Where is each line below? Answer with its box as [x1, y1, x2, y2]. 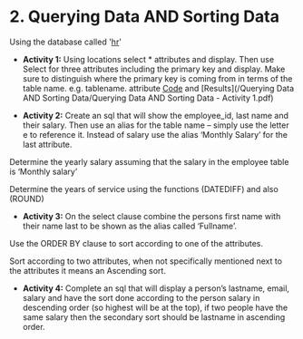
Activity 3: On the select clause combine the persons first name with [22, 210, 281, 221]
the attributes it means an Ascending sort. [9, 265, 166, 276]
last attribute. [22, 139, 73, 150]
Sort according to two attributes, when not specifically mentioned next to [9, 256, 283, 266]
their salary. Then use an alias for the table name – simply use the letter [22, 120, 289, 131]
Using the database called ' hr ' [9, 36, 122, 47]
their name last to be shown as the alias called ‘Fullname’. [22, 220, 238, 231]
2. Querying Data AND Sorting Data [9, 6, 279, 27]
